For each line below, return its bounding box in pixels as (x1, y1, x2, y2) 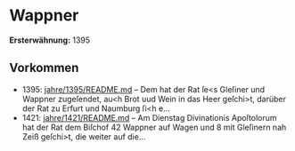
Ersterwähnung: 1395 (9, 35, 91, 45)
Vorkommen (9, 60, 79, 75)
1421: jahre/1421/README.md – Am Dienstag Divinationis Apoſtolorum (21, 112, 278, 123)
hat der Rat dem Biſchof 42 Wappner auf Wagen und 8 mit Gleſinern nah (21, 122, 287, 132)
